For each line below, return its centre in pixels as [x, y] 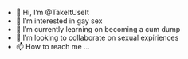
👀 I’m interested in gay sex [59, 21]
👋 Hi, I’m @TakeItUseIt [52, 12]
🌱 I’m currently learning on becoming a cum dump [98, 29]
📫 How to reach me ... [53, 47]
